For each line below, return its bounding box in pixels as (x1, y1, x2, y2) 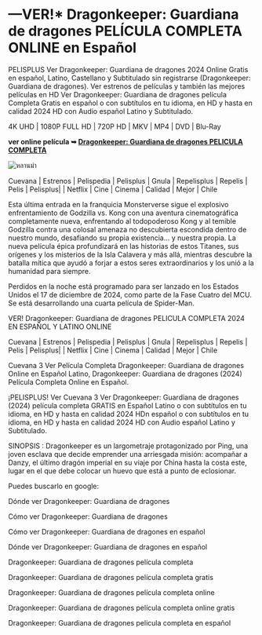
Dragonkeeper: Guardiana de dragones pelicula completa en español (8, 618, 231, 627)
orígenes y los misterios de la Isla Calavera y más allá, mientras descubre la (8, 250, 253, 259)
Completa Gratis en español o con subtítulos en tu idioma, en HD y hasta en (8, 98, 253, 108)
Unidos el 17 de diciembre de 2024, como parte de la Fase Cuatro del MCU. (8, 290, 253, 299)
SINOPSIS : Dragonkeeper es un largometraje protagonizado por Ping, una (8, 441, 249, 451)
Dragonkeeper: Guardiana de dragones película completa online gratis (8, 603, 235, 612)
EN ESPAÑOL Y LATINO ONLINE (8, 322, 112, 331)
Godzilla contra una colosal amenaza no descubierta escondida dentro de (8, 224, 247, 234)
